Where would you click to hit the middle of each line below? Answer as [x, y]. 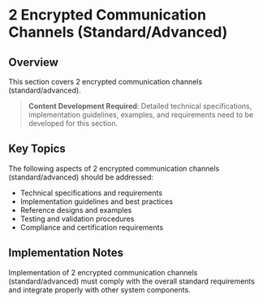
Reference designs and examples [76, 210]
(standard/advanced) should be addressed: [81, 177]
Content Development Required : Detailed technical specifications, [140, 106]
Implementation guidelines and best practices [96, 201]
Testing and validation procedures [77, 219]
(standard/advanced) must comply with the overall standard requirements [132, 281]
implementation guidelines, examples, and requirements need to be [141, 115]
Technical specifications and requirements [91, 193]
